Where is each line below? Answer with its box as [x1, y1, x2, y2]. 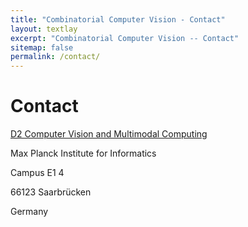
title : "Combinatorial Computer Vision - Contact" [10, 14, 226, 25]
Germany [10, 206, 49, 218]
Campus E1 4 [10, 167, 65, 179]
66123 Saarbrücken [10, 186, 92, 198]
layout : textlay [10, 24, 78, 34]
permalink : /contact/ [10, 52, 101, 62]
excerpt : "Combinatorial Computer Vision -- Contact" [10, 33, 240, 43]
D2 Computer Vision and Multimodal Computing [10, 128, 208, 140]
